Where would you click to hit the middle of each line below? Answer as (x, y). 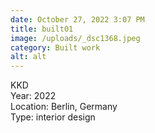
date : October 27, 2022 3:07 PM (77, 19)
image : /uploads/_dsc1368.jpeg (75, 38)
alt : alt (28, 57)
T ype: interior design (53, 117)
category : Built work (55, 47)
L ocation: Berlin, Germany (64, 107)
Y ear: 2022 (33, 96)
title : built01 (42, 29)
